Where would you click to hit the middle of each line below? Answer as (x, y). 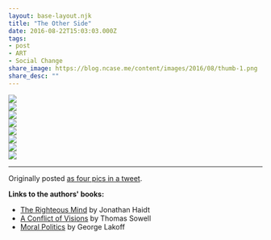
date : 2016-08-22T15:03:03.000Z (63, 31)
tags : (17, 38)
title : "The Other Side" (50, 23)
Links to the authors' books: (56, 194)
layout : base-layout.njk (50, 16)
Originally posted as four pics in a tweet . (75, 178)
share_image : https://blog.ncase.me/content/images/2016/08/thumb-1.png (133, 69)
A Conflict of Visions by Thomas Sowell (85, 218)
